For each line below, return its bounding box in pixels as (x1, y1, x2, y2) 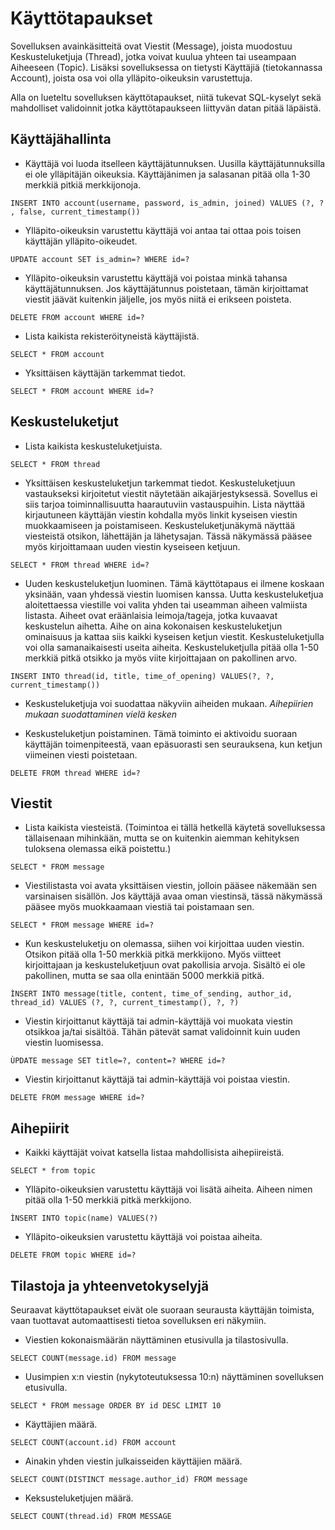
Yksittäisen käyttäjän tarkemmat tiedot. (24, 367, 187, 379)
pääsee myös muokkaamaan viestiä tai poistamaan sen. (24, 901, 255, 913)
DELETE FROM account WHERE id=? (10, 312, 145, 322)
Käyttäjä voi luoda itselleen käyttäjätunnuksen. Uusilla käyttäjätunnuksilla (24, 157, 326, 169)
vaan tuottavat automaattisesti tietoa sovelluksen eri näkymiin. (10, 1315, 267, 1326)
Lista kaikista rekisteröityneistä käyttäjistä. (24, 330, 200, 342)
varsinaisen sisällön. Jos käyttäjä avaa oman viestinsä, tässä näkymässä (24, 890, 323, 902)
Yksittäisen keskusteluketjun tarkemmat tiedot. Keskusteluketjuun (24, 477, 296, 489)
